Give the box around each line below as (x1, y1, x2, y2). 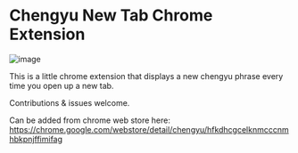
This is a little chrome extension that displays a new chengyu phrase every (9, 70, 284, 81)
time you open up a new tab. (9, 80, 114, 91)
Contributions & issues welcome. (9, 97, 130, 108)
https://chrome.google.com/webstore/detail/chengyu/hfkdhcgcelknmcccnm (9, 124, 289, 134)
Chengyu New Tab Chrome (9, 5, 213, 26)
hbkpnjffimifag (9, 133, 63, 144)
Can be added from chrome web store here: (9, 115, 171, 125)
